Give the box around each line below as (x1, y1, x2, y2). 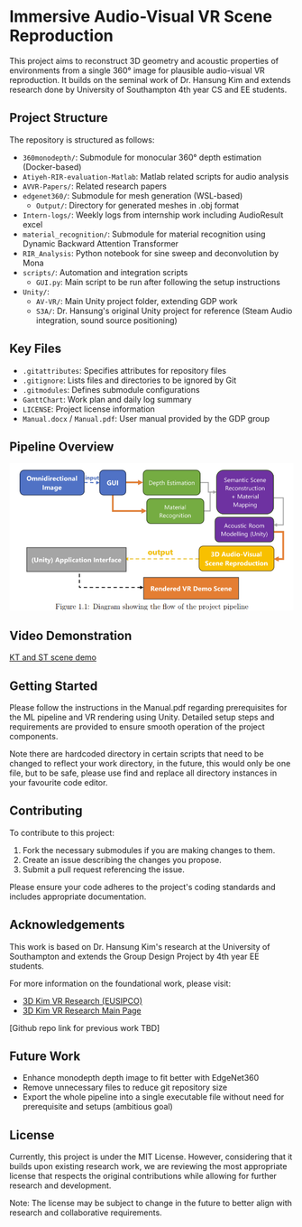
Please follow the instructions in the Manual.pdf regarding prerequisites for (9, 702, 288, 712)
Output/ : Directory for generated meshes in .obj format (35, 200, 240, 210)
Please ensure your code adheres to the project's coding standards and (9, 881, 276, 892)
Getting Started (9, 678, 98, 693)
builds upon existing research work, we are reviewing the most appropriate (9, 1161, 288, 1172)
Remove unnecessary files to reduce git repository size (22, 1082, 228, 1093)
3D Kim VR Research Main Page (22, 1005, 142, 1016)
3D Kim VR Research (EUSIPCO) (22, 995, 142, 1006)
